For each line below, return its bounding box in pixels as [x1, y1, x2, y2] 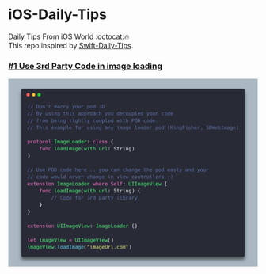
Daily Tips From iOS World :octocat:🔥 [8, 32, 130, 41]
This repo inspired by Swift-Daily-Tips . [8, 40, 134, 50]
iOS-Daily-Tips [8, 6, 107, 24]
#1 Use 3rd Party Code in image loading [8, 60, 163, 71]
